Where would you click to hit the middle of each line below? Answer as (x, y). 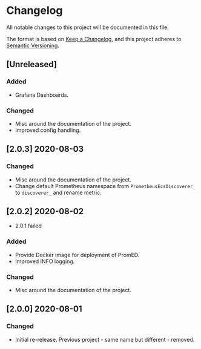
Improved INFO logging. (45, 261)
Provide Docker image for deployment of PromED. (77, 255)
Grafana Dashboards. (41, 95)
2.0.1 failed (28, 226)
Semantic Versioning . (33, 45)
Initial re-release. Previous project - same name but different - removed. (105, 339)
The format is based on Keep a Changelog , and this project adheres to (94, 39)
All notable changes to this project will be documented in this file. (88, 27)
